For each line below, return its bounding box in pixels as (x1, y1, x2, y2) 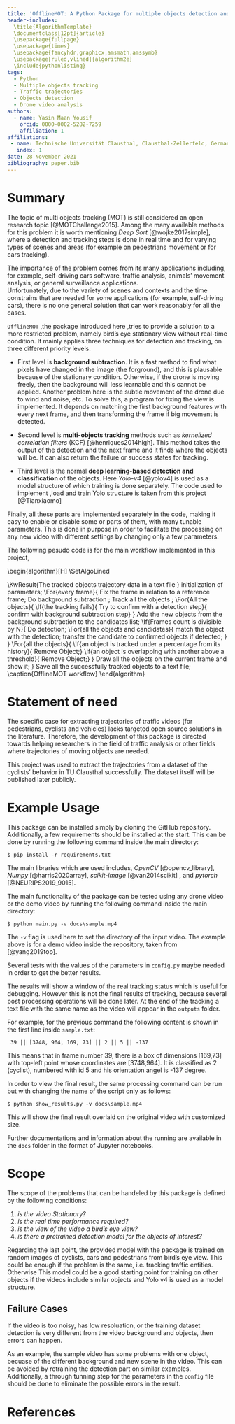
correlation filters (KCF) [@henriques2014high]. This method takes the (17, 438, 221, 446)
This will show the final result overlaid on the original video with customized (7, 1113, 225, 1121)
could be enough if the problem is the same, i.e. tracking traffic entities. (7, 1260, 213, 1269)
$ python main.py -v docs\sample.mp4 (7, 920, 117, 927)
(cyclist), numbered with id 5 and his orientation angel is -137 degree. (7, 1066, 207, 1074)
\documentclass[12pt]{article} (13, 29, 105, 37)
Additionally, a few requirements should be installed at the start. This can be (7, 830, 226, 839)
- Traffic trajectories (13, 88, 83, 95)
